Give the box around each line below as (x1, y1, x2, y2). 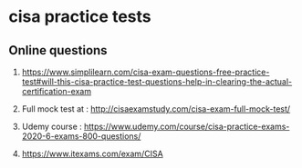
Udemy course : (21, 121, 83, 132)
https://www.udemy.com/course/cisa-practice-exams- (84, 121, 290, 132)
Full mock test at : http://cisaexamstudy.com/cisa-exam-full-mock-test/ (21, 104, 291, 114)
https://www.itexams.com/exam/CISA (21, 148, 163, 159)
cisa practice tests (8, 6, 151, 27)
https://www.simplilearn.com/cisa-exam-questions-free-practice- (21, 66, 270, 77)
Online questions (8, 43, 108, 58)
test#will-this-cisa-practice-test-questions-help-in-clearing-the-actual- (21, 76, 293, 87)
